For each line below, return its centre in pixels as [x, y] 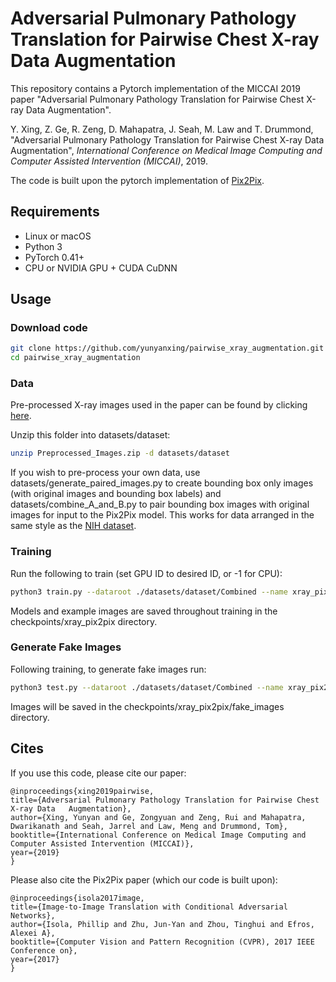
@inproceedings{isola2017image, [77, 898]
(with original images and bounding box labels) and [116, 494]
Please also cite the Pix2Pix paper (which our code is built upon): [144, 879]
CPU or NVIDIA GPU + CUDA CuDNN [101, 268]
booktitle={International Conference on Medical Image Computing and [158, 835]
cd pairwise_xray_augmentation [75, 358]
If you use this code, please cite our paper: [98, 773]
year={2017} [35, 959]
